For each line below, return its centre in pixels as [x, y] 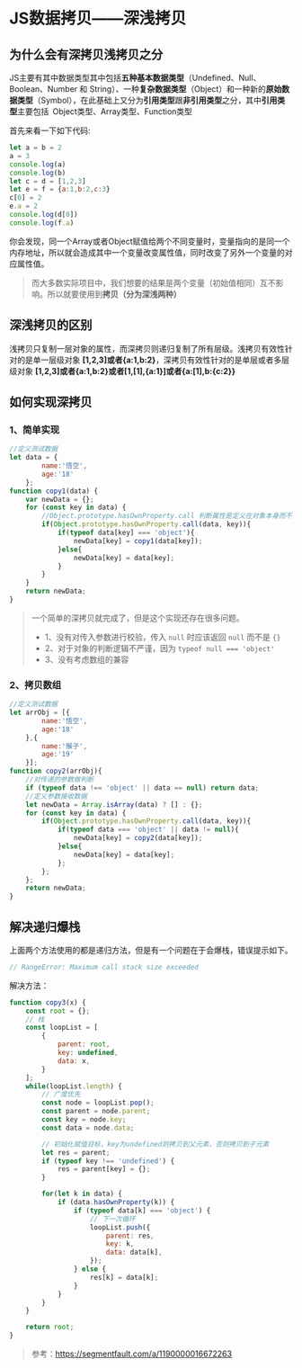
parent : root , [84, 1044]
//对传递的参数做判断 [60, 780]
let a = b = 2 [36, 148]
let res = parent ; [76, 1152]
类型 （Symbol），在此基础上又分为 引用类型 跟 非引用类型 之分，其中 [139, 100]
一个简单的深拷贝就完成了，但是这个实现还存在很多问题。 [138, 618]
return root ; [50, 1328]
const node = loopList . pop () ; [98, 1103]
